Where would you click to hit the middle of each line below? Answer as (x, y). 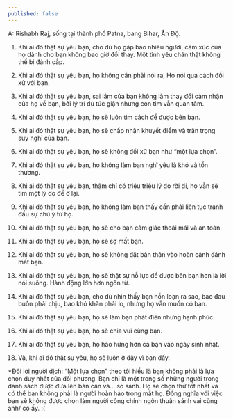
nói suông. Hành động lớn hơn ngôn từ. (74, 283)
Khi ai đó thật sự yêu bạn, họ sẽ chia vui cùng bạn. (90, 331)
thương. (29, 172)
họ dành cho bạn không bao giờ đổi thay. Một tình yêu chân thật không (119, 54)
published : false (33, 14)
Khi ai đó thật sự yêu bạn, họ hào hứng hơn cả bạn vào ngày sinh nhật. (119, 344)
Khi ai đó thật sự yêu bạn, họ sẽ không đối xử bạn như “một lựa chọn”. (118, 151)
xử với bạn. (34, 82)
